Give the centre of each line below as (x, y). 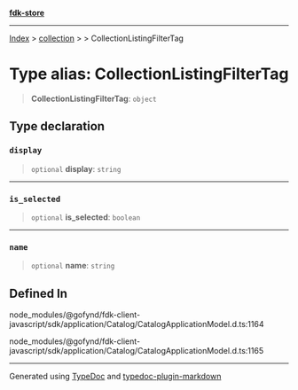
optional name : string (73, 266)
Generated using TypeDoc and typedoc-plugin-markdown (115, 377)
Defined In (39, 293)
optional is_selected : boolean (86, 217)
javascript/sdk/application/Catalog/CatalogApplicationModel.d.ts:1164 (137, 324)
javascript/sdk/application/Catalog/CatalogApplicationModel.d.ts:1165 (137, 351)
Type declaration (57, 126)
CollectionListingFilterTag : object (94, 98)
